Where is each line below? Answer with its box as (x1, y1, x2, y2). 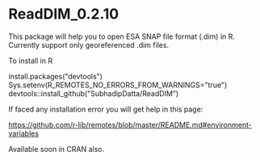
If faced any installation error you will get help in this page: (8, 104, 203, 114)
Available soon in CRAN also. (8, 144, 105, 154)
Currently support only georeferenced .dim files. (8, 40, 170, 49)
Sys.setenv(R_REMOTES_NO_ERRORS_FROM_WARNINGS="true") (8, 80, 228, 90)
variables (8, 128, 39, 138)
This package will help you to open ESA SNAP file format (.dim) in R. (8, 32, 236, 41)
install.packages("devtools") (8, 71, 103, 81)
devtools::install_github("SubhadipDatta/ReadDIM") (8, 88, 179, 98)
